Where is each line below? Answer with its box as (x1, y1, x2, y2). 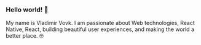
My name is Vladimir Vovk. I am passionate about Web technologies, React (6, 19, 195, 27)
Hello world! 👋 (6, 5, 49, 14)
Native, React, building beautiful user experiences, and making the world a (6, 26, 195, 33)
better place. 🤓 (6, 32, 44, 40)
